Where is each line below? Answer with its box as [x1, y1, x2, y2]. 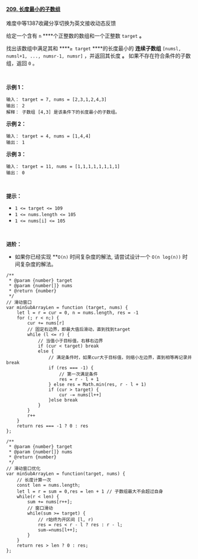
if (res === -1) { [48, 365, 94, 371]
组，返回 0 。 [6, 60, 38, 67]
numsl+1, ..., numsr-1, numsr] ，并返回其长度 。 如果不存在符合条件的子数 [6, 52, 191, 59]
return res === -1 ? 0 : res [17, 423, 89, 429]
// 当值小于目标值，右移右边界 [37, 338, 103, 344]
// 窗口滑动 [27, 505, 53, 512]
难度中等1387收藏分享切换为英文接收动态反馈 [6, 20, 116, 27]
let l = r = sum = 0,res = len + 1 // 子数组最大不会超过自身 [17, 489, 164, 494]
